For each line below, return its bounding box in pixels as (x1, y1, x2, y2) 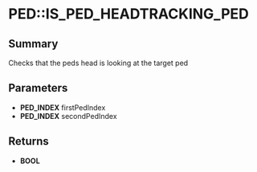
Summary (8, 37, 59, 51)
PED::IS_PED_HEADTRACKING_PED (8, 5, 249, 23)
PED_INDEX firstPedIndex (19, 102, 106, 113)
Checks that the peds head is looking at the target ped (8, 58, 189, 68)
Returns (8, 134, 50, 149)
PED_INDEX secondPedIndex (19, 111, 118, 121)
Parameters (8, 81, 68, 95)
